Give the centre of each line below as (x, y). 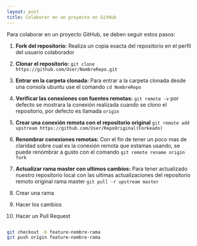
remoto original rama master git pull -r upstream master (87, 181)
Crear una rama (35, 193)
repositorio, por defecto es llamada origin (67, 111)
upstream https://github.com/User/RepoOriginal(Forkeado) (89, 128)
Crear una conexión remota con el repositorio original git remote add (102, 122)
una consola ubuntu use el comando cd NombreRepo (79, 86)
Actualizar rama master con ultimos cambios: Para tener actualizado (101, 169)
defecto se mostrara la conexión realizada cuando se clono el (91, 104)
